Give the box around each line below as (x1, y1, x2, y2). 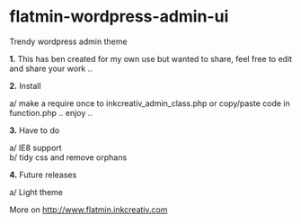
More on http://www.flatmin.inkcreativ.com (9, 204, 168, 215)
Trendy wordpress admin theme (9, 36, 128, 47)
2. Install (9, 80, 42, 91)
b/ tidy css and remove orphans (9, 151, 128, 163)
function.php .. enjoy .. (9, 107, 93, 118)
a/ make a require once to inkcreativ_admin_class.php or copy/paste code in (9, 97, 290, 109)
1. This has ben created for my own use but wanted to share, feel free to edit (9, 53, 293, 64)
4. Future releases (9, 169, 77, 180)
